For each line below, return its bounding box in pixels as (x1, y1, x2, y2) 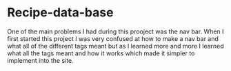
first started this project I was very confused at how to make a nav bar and (7, 34, 219, 42)
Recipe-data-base (7, 5, 114, 20)
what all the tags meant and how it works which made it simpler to (7, 49, 195, 57)
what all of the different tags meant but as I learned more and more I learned (7, 42, 224, 50)
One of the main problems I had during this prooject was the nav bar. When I (7, 27, 224, 35)
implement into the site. (7, 56, 74, 64)
